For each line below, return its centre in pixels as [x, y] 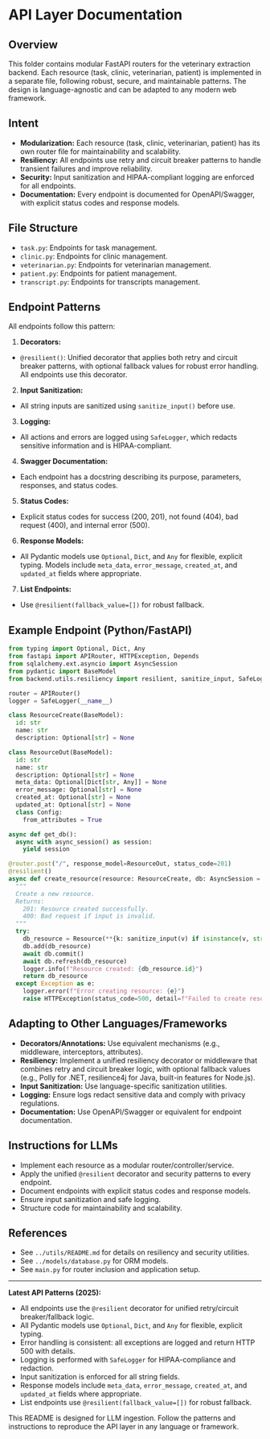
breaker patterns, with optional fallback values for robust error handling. [139, 366]
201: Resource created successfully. [86, 909]
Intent [23, 124]
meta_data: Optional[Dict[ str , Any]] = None [91, 782]
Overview [33, 45]
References [38, 1233]
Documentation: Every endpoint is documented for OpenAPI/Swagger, [137, 194]
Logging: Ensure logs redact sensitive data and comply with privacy [133, 1094]
